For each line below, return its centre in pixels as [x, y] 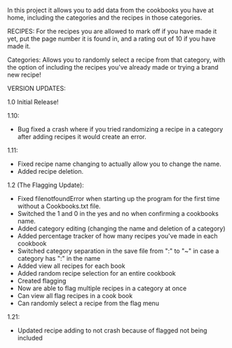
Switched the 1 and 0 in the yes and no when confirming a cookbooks [118, 213]
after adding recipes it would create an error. [82, 137]
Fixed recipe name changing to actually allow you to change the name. [120, 164]
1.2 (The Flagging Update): [46, 185]
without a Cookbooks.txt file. [59, 206]
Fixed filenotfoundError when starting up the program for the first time [118, 199]
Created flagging [42, 281]
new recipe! [24, 75]
